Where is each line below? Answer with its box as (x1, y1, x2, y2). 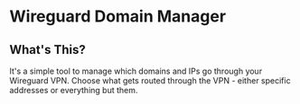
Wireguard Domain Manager (9, 6, 227, 27)
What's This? (9, 42, 86, 57)
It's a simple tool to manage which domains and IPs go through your (9, 65, 263, 76)
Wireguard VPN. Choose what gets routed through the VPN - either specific (9, 75, 291, 86)
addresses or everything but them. (9, 85, 138, 95)
